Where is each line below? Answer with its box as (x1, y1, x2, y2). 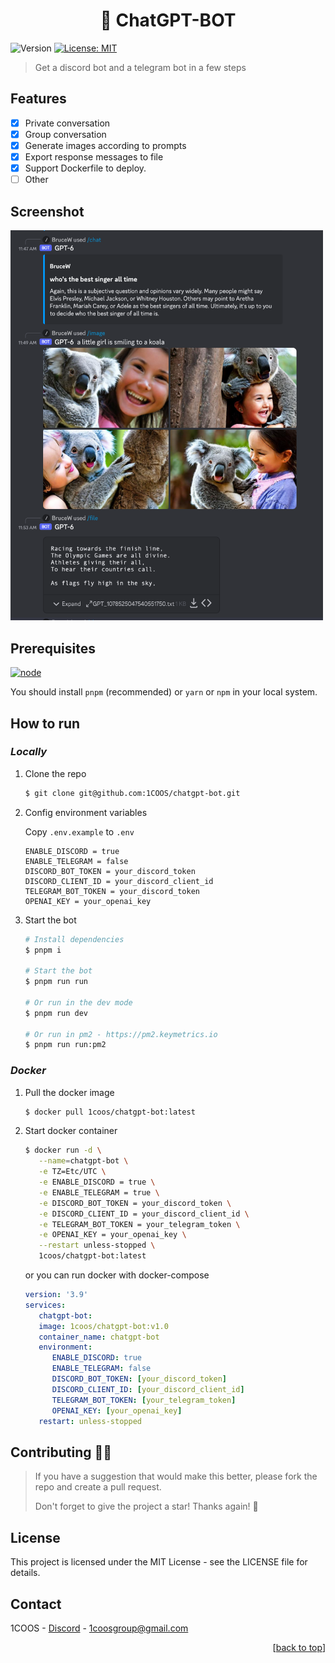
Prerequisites (10, 640, 96, 657)
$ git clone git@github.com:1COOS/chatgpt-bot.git (24, 788, 241, 798)
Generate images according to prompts (24, 139, 187, 151)
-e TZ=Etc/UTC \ (38, 1167, 107, 1177)
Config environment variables (24, 806, 148, 818)
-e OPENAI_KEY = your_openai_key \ (38, 1230, 187, 1240)
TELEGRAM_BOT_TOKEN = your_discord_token (24, 886, 200, 896)
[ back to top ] (272, 1641, 326, 1653)
